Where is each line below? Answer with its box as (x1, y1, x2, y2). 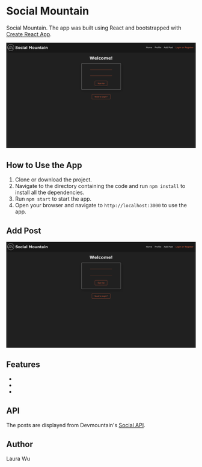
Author (6, 439, 33, 450)
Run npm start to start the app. (14, 195, 92, 202)
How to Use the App (6, 160, 82, 170)
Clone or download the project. (14, 176, 92, 183)
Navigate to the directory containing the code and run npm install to (14, 183, 186, 190)
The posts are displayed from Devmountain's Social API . (6, 422, 145, 429)
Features (6, 360, 40, 370)
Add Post (6, 225, 41, 236)
